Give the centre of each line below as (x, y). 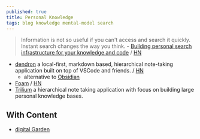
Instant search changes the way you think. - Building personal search (106, 46)
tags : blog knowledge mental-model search (60, 23)
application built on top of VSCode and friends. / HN (79, 71)
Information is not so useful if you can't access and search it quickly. (105, 40)
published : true (26, 12)
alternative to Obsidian (51, 77)
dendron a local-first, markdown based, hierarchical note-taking (94, 64)
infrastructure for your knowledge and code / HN (81, 53)
